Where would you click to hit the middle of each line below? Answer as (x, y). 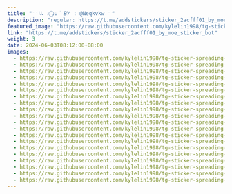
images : (18, 52)
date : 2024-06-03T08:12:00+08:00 (55, 45)
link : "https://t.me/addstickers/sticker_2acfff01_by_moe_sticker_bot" (112, 33)
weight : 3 (21, 39)
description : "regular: (41, 20)
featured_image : (30, 26)
